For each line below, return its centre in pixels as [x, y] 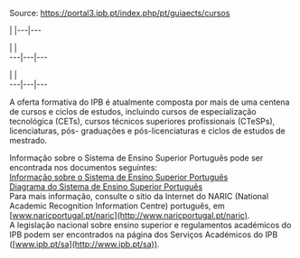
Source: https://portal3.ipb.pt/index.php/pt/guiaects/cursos [120, 13]
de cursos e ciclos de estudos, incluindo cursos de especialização [133, 111]
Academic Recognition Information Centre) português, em [117, 206]
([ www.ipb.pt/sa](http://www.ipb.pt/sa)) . [84, 244]
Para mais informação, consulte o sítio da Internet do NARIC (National [139, 196]
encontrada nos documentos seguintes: [84, 167]
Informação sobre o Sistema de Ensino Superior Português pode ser [136, 158]
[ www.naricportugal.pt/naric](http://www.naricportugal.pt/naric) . [130, 215]
